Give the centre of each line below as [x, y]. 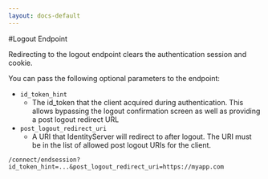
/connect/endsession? [45, 160]
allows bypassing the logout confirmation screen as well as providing [146, 111]
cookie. [21, 63]
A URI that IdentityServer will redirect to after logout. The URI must [142, 136]
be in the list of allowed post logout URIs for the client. [121, 144]
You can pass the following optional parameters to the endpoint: [114, 78]
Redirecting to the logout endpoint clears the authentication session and [128, 54]
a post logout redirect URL [75, 119]
